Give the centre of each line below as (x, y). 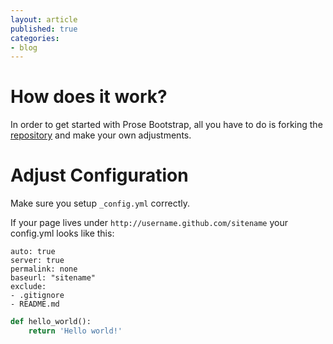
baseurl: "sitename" (53, 278)
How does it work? (89, 97)
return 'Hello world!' (75, 331)
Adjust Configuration (99, 175)
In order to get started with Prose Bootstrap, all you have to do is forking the (166, 125)
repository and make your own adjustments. (101, 135)
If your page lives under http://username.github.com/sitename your (149, 223)
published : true (44, 29)
